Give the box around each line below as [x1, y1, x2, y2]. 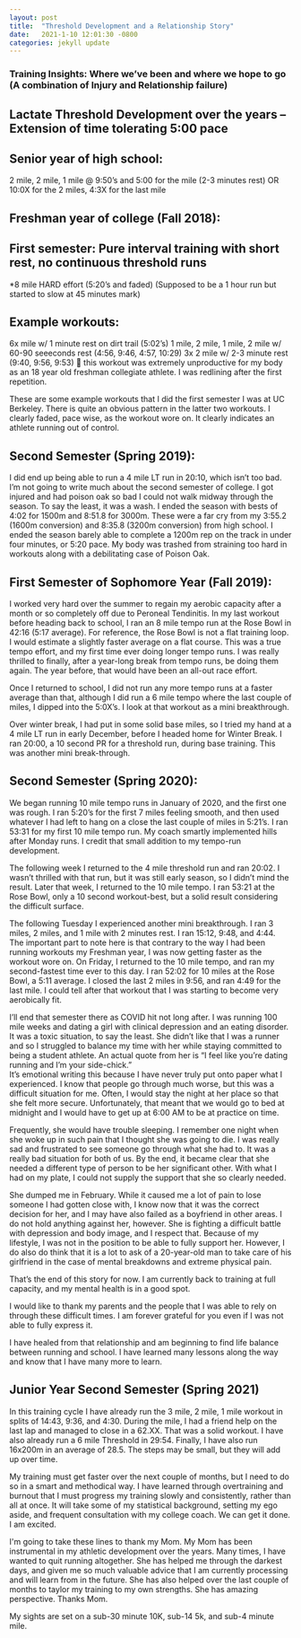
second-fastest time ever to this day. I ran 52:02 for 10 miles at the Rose [9, 966, 275, 977]
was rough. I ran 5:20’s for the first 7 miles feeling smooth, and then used [9, 807, 279, 818]
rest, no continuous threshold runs [9, 255, 208, 270]
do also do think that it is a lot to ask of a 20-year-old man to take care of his [9, 1247, 292, 1257]
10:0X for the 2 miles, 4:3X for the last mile [9, 185, 167, 196]
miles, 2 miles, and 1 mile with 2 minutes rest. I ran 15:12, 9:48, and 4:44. [9, 927, 276, 938]
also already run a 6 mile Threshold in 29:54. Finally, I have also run [9, 1434, 258, 1445]
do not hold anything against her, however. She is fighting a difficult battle [9, 1218, 281, 1229]
